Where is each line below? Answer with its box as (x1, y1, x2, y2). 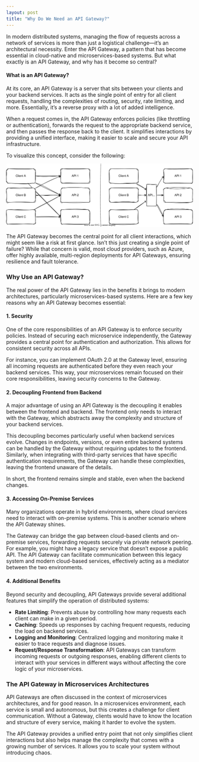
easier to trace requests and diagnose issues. (14, 640, 126, 647)
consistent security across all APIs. (6, 345, 92, 352)
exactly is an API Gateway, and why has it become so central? (6, 58, 157, 65)
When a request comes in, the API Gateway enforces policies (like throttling (6, 115, 191, 122)
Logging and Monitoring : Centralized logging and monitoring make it (14, 633, 184, 640)
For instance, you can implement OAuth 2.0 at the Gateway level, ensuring (6, 356, 187, 363)
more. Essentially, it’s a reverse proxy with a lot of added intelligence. (6, 104, 175, 111)
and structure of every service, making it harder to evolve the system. (6, 718, 176, 726)
